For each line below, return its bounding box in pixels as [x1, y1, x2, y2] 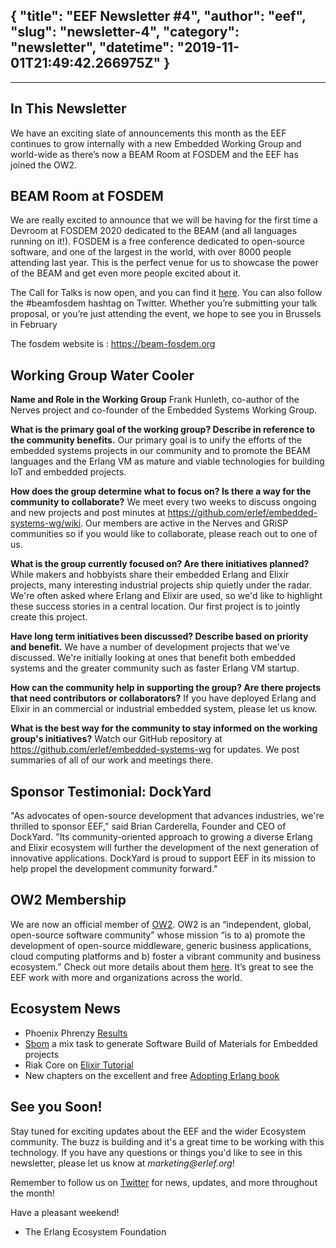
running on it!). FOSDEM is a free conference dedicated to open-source [10, 235, 305, 248]
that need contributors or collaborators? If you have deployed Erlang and [10, 692, 317, 704]
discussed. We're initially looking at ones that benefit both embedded [10, 652, 296, 664]
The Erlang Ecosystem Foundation [24, 1225, 167, 1238]
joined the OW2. [10, 159, 78, 171]
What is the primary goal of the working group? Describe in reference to [10, 424, 316, 436]
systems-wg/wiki [10, 517, 82, 529]
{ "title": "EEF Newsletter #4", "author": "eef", [10, 8, 307, 25]
